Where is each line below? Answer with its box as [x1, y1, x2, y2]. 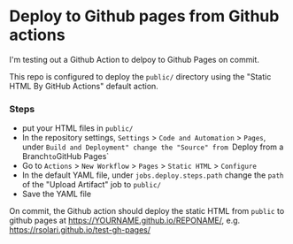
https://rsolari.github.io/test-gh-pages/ [9, 225, 151, 235]
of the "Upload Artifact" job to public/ [21, 179, 162, 190]
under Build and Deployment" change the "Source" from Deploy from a [21, 141, 284, 152]
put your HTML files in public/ [21, 123, 134, 133]
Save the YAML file [21, 188, 91, 200]
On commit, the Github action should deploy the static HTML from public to [9, 206, 285, 217]
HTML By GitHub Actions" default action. [9, 80, 159, 91]
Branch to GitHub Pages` [21, 151, 110, 162]
